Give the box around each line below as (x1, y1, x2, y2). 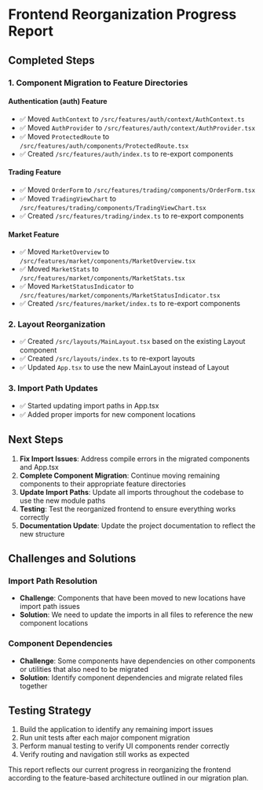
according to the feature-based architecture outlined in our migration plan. (8, 773, 249, 783)
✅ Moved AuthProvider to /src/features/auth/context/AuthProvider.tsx (19, 123, 256, 132)
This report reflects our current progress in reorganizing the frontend (8, 765, 232, 774)
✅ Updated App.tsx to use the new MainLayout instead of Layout (19, 363, 229, 372)
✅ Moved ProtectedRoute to (19, 131, 110, 141)
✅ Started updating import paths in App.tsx (19, 401, 159, 410)
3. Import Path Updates (8, 383, 98, 394)
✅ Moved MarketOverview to (19, 247, 110, 257)
